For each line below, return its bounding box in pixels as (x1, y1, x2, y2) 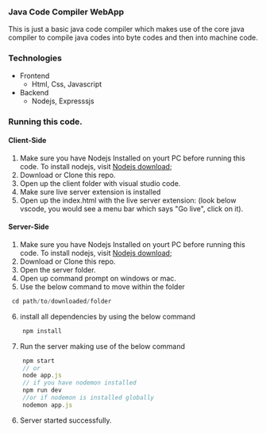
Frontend (19, 71, 50, 80)
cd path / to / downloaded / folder (11, 297, 112, 305)
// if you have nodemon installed (22, 379, 137, 387)
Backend (19, 87, 49, 97)
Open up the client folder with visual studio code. (19, 178, 181, 188)
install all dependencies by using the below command (19, 311, 196, 321)
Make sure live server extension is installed (19, 187, 161, 196)
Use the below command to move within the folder (19, 281, 185, 292)
